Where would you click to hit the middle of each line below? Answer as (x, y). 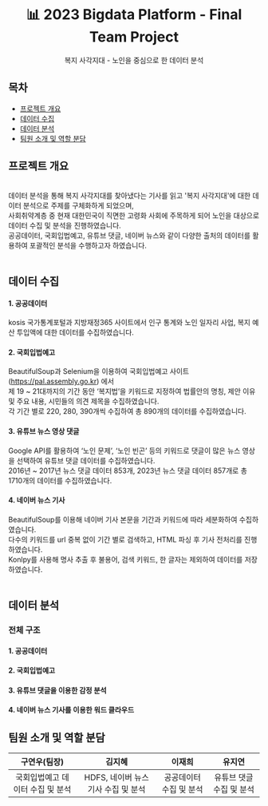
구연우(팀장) (42, 762)
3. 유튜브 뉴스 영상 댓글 (44, 431)
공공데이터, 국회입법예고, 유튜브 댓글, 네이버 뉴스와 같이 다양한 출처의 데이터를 (130, 235)
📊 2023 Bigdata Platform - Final (134, 15)
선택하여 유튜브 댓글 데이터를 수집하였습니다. (86, 460)
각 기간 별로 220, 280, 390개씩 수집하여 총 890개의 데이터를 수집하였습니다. (128, 411)
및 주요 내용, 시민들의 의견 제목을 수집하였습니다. (84, 401)
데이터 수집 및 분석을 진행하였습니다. (65, 225)
